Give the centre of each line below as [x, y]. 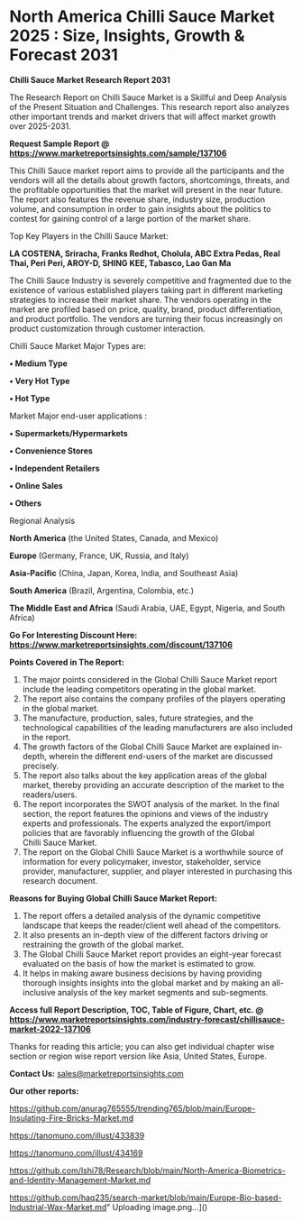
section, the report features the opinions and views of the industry [145, 813]
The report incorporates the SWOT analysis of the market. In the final [151, 803]
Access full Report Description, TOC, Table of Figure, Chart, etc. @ [137, 1010]
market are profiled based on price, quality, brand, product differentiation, [146, 309]
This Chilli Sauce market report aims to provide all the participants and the [147, 170]
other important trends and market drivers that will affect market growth [143, 116]
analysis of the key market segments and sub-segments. [163, 992]
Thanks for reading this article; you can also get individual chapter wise [142, 1046]
